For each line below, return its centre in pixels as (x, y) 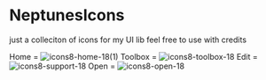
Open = (102, 66)
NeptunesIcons (67, 15)
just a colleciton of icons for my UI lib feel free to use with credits (128, 40)
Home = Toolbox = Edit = (134, 56)
